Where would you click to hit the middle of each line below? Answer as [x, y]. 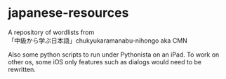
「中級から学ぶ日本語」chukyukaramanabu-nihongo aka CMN [98, 41]
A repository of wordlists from [51, 32]
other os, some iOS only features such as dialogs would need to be [105, 62]
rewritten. [22, 69]
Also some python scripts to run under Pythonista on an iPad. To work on [114, 55]
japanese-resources [68, 13]
